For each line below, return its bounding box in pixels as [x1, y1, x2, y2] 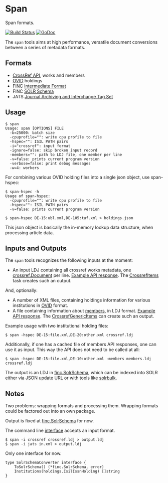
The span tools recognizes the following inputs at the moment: [5, 257, 133, 263]
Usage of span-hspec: [5, 194, 51, 199]
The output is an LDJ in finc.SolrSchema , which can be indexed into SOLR [5, 370, 158, 376]
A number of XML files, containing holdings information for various [12, 297, 150, 303]
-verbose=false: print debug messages [10, 161, 91, 166]
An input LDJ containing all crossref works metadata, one [12, 267, 131, 273]
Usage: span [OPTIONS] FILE [5, 126, 64, 131]
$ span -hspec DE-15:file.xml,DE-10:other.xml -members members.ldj [5, 357, 151, 362]
